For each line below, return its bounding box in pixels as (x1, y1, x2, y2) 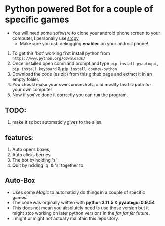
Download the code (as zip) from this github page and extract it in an (12, 71, 152, 77)
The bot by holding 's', (12, 157, 58, 163)
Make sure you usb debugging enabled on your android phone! (19, 40, 149, 46)
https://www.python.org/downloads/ (12, 56, 86, 61)
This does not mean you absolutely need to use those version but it (12, 205, 149, 211)
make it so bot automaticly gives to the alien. (12, 119, 103, 125)
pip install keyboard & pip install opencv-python (12, 65, 117, 72)
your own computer (12, 86, 53, 92)
